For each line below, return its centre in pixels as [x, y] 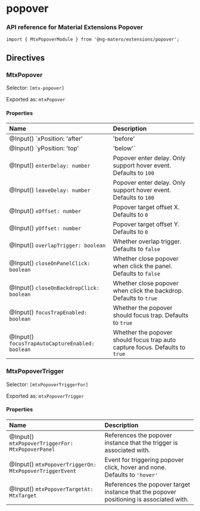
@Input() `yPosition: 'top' [44, 148]
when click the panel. [143, 266]
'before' [124, 139]
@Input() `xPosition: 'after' [46, 139]
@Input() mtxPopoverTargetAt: [51, 489]
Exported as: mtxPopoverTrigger [45, 396]
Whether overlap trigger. [147, 241]
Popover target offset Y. [146, 224]
